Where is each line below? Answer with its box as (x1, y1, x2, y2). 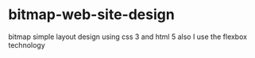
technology (8, 40, 45, 49)
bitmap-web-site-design (8, 6, 175, 24)
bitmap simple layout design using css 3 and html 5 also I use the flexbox (8, 32, 248, 41)
